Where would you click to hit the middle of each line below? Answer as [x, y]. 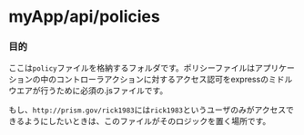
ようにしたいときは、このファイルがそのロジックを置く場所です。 [147, 121]
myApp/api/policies [84, 17]
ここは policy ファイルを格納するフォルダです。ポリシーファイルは [132, 68]
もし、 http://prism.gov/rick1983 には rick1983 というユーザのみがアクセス [147, 110]
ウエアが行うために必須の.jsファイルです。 [88, 91]
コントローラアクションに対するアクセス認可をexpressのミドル [174, 80]
